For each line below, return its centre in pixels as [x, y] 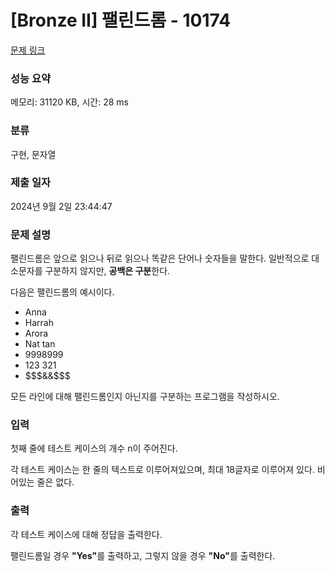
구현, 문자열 [33, 154]
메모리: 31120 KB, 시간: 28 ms [70, 102]
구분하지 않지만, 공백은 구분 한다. [107, 271]
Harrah [39, 323]
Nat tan [40, 344]
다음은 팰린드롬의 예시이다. [62, 292]
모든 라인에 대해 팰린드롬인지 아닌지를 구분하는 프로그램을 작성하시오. [145, 397]
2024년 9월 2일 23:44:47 [61, 206]
